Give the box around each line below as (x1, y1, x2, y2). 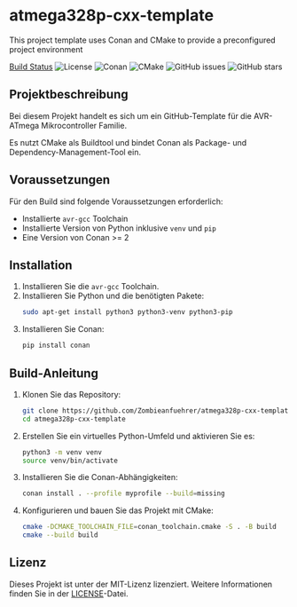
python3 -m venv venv (21, 447, 103, 457)
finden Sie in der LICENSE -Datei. (9, 587, 129, 599)
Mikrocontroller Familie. (41, 120, 127, 130)
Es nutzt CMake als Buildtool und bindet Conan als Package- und (9, 137, 247, 147)
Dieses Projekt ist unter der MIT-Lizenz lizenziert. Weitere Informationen (9, 579, 273, 589)
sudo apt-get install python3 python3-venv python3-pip (21, 308, 233, 317)
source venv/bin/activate (21, 456, 118, 465)
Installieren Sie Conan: (21, 324, 105, 335)
